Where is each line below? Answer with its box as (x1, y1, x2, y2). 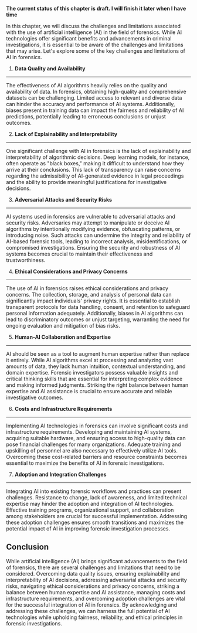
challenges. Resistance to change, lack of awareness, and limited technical (6, 494, 188, 501)
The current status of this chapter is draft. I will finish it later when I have (6, 5, 186, 12)
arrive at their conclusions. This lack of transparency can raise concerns (6, 166, 181, 173)
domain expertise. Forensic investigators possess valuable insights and (6, 369, 178, 376)
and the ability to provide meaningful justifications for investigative (6, 179, 167, 185)
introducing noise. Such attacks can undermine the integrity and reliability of (6, 232, 191, 239)
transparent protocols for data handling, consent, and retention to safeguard (6, 304, 191, 310)
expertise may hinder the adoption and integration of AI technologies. (6, 501, 174, 507)
